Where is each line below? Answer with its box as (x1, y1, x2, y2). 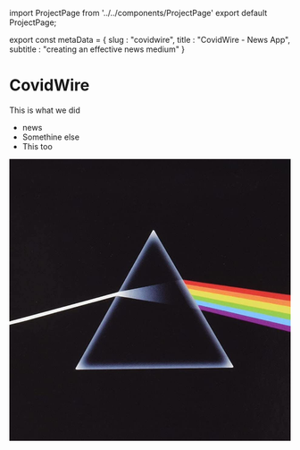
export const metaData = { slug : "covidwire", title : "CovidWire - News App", (9, 35, 291, 45)
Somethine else (21, 132, 80, 142)
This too (21, 140, 54, 151)
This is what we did (9, 105, 80, 115)
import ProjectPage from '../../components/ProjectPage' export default (9, 8, 268, 18)
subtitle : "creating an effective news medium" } (9, 44, 186, 55)
